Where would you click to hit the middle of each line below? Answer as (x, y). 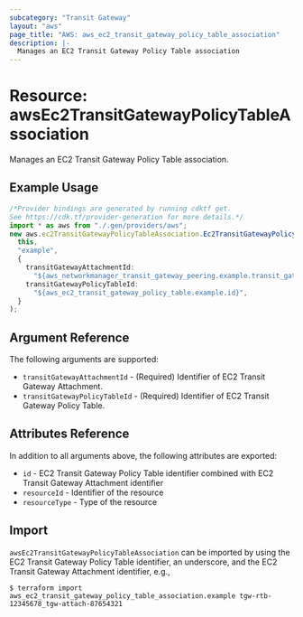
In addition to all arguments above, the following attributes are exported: (143, 455)
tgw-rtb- (256, 596)
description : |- (40, 43)
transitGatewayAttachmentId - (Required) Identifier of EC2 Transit (144, 377)
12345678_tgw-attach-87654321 (66, 603)
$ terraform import (46, 588)
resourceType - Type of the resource (90, 501)
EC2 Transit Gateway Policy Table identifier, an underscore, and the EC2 (143, 562)
